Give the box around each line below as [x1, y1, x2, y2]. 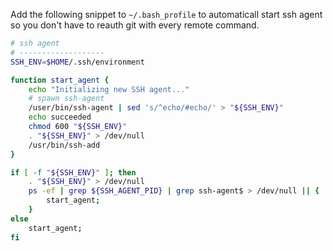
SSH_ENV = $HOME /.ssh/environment [10, 57, 145, 67]
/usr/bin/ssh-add [28, 140, 101, 150]
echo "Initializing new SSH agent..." [28, 84, 190, 94]
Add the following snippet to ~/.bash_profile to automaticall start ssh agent [10, 9, 323, 20]
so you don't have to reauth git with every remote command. [10, 19, 260, 31]
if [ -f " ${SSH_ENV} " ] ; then [10, 167, 137, 178]
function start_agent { [10, 75, 110, 85]
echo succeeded [28, 112, 92, 123]
